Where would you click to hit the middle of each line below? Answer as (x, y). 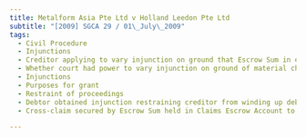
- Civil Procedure (53, 43)
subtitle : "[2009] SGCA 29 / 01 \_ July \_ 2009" (97, 26)
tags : (20, 34)
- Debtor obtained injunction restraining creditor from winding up (150, 102)
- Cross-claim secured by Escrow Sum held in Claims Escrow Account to (157, 111)
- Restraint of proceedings (71, 93)
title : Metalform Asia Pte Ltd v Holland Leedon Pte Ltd (120, 18)
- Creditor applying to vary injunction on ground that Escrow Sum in (154, 60)
